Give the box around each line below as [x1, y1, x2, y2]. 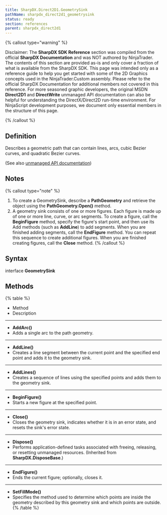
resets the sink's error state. [12, 425, 71, 431]
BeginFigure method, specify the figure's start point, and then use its [12, 218, 155, 225]
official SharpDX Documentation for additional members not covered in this [5, 81, 159, 87]
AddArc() [12, 325, 32, 331]
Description [12, 310, 36, 316]
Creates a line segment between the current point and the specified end [12, 350, 160, 356]
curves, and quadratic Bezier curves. [5, 150, 81, 156]
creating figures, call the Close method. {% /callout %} [12, 240, 125, 246]
